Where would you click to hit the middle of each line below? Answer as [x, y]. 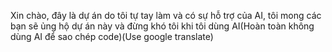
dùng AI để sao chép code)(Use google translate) [112, 36]
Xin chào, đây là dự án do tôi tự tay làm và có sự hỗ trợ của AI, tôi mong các [166, 15]
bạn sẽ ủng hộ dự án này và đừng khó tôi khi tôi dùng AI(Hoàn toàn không [162, 26]
